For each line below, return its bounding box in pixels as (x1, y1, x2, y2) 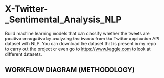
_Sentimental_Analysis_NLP (5, 14, 122, 25)
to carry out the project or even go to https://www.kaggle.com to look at (5, 46, 151, 52)
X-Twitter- (5, 3, 48, 15)
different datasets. (5, 51, 42, 57)
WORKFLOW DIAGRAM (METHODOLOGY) (5, 66, 135, 74)
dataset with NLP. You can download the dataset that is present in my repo (5, 40, 156, 46)
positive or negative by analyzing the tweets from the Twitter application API (5, 36, 160, 41)
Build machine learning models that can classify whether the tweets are (5, 30, 150, 36)
